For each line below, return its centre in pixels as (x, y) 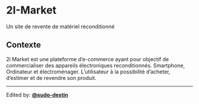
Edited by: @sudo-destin (37, 95)
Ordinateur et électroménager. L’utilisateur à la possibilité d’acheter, (88, 72)
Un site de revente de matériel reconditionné (60, 26)
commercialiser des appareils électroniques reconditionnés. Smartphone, (96, 65)
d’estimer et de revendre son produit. (51, 78)
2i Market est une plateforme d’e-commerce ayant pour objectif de (88, 59)
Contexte (24, 45)
